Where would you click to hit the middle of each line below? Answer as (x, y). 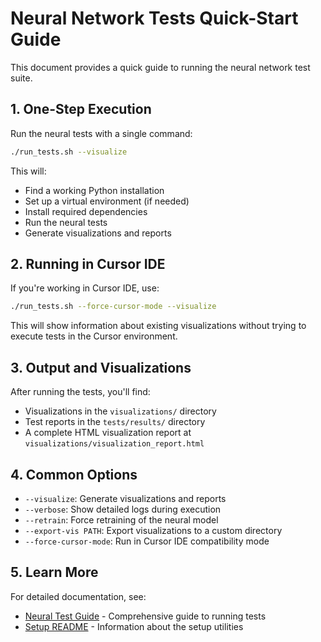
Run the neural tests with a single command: (101, 133)
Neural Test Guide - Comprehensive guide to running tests (145, 616)
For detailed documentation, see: (78, 596)
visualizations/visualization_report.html (114, 444)
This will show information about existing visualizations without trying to (158, 326)
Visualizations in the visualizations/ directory (120, 411)
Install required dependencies (86, 211)
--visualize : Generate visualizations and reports (125, 498)
